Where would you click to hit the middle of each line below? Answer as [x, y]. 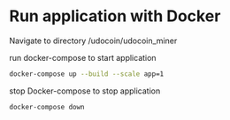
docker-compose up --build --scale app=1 [87, 74]
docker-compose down [47, 107]
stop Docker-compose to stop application [85, 91]
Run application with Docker [115, 16]
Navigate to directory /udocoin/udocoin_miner [93, 41]
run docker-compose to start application [83, 57]
